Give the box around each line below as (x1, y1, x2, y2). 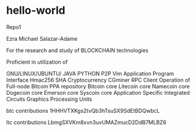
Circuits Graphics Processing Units (6, 95, 92, 103)
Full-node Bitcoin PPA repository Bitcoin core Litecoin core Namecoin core (6, 82, 190, 90)
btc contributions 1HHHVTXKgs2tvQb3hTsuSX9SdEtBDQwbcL (6, 107, 160, 114)
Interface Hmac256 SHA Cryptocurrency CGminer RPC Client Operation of (6, 76, 191, 83)
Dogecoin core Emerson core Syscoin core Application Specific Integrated (6, 89, 190, 96)
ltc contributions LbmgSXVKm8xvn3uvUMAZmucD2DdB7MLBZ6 (6, 118, 167, 126)
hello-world (6, 4, 66, 17)
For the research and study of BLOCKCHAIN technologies (6, 46, 149, 54)
